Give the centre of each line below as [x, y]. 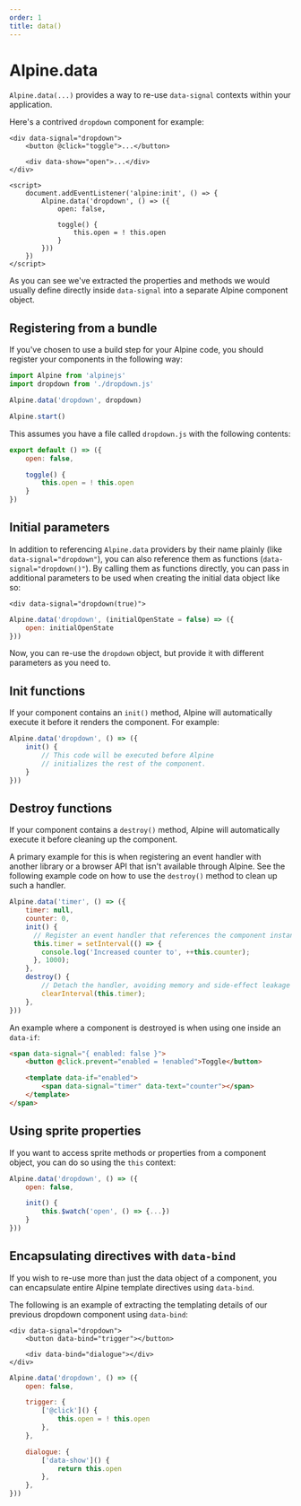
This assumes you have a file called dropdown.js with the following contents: [150, 433]
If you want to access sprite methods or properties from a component [138, 1152]
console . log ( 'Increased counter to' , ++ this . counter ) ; [146, 952]
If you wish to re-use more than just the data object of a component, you [143, 1278]
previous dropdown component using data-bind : [99, 1314]
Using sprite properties [75, 1131]
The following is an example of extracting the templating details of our [138, 1305]
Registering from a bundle [83, 328]
